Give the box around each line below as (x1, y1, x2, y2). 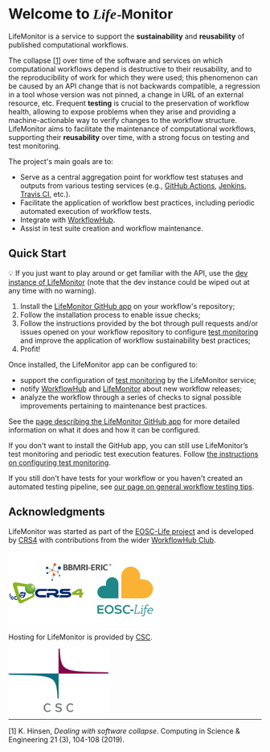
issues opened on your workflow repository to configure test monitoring (19, 327, 259, 336)
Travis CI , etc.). (19, 189, 71, 199)
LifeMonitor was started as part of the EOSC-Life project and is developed (8, 526, 255, 536)
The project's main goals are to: (8, 156, 114, 166)
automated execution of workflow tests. (19, 206, 152, 216)
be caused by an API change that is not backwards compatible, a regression (8, 81, 261, 91)
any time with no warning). (8, 286, 96, 295)
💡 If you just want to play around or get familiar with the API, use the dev (8, 268, 248, 277)
